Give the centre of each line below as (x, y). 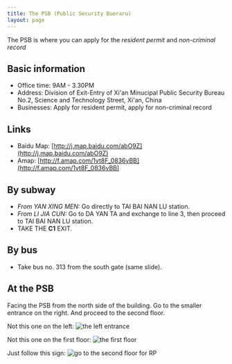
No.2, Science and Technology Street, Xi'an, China (89, 100)
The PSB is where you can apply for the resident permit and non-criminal (111, 39)
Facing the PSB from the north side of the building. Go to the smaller (105, 305)
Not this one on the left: (41, 326)
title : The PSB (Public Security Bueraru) (69, 13)
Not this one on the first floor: (49, 339)
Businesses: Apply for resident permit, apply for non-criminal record (115, 107)
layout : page (26, 20)
